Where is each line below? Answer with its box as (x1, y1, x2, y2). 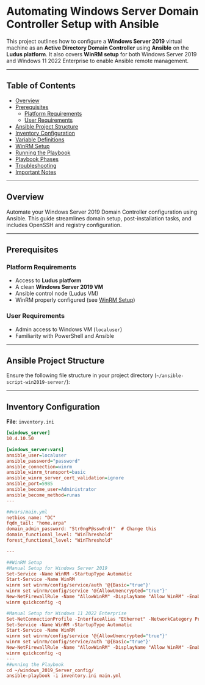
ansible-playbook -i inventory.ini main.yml (6, 673, 121, 679)
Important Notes (15, 168, 57, 176)
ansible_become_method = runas (6, 492, 81, 498)
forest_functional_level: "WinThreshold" (6, 537, 113, 544)
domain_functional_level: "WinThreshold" (6, 531, 113, 538)
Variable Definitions (15, 136, 65, 143)
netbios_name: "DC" (6, 514, 56, 521)
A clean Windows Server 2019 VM (15, 283, 104, 291)
